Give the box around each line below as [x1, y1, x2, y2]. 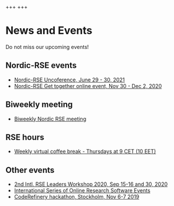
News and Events [5, 24, 93, 37]
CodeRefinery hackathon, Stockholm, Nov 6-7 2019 [14, 193, 140, 201]
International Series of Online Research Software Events [14, 187, 151, 194]
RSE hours [5, 132, 45, 142]
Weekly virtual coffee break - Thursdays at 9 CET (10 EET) [14, 148, 156, 155]
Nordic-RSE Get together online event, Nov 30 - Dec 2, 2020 [14, 82, 162, 89]
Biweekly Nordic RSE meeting [14, 115, 87, 122]
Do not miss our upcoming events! [5, 43, 89, 50]
